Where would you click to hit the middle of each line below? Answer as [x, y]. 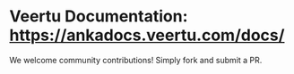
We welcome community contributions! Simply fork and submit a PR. [136, 60]
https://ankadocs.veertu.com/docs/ [147, 35]
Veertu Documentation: [99, 16]
